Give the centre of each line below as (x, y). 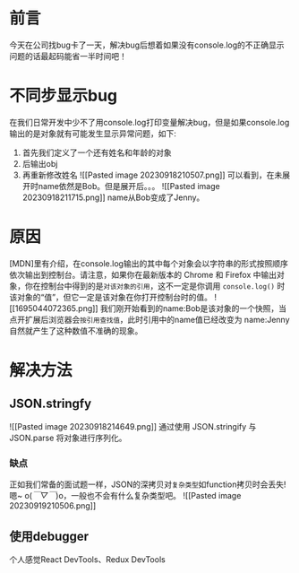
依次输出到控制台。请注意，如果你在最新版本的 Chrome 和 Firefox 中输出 (143, 274)
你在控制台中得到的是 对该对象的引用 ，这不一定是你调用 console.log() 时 (155, 286)
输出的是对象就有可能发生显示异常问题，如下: (93, 133)
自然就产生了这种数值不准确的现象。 (76, 330)
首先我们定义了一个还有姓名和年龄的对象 (97, 152)
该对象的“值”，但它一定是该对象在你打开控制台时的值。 (111, 297)
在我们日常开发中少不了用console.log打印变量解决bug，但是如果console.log (149, 122)
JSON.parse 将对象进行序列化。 (68, 438)
